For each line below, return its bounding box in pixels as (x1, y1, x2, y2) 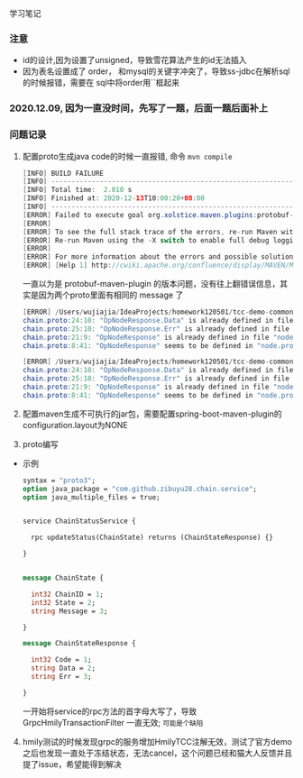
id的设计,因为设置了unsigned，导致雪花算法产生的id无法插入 (22, 55, 247, 66)
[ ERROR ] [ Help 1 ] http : (22, 261, 113, 270)
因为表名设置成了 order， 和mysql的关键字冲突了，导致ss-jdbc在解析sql (22, 66, 290, 77)
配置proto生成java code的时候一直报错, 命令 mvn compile (22, 151, 233, 161)
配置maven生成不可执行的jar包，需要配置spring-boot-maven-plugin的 (22, 408, 282, 419)
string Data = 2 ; (31, 664, 96, 673)
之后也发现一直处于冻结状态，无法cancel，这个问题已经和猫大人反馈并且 (22, 747, 293, 758)
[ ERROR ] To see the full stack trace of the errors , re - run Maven (22, 227, 278, 236)
